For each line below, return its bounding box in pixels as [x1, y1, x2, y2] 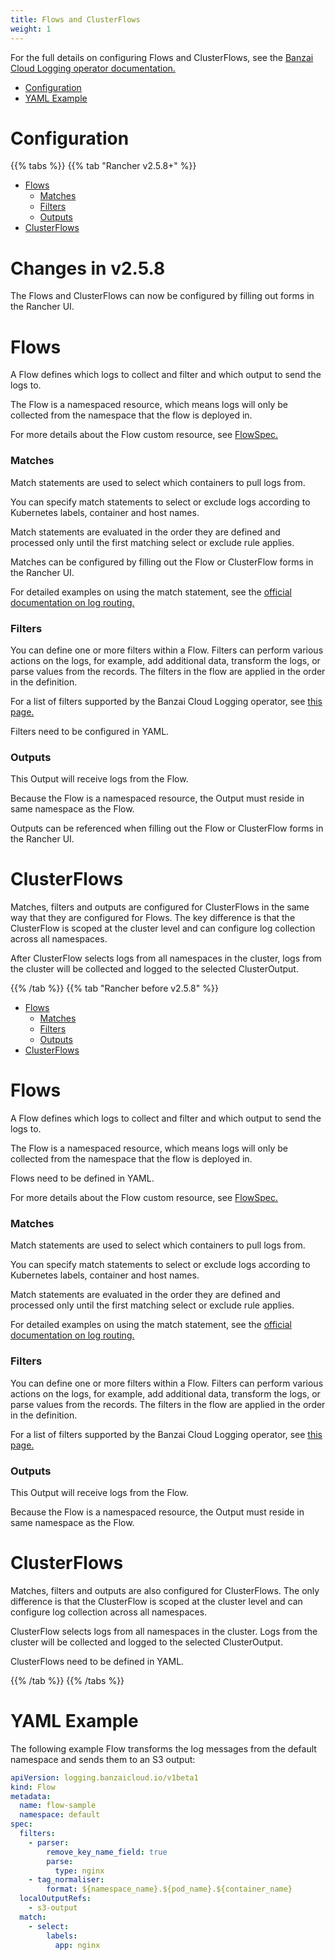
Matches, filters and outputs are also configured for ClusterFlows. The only [10, 1584, 320, 1596]
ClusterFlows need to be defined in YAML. [10, 1655, 185, 1667]
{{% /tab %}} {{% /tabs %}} [10, 1674, 125, 1686]
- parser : [28, 1837, 70, 1848]
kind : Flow [10, 1782, 56, 1792]
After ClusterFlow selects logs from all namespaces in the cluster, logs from [10, 952, 322, 965]
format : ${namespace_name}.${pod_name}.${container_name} [46, 1884, 293, 1895]
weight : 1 [10, 24, 52, 34]
